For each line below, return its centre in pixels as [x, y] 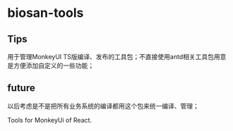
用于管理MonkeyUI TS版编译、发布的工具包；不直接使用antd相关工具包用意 [117, 57]
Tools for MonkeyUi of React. [50, 120]
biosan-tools [46, 13]
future [21, 88]
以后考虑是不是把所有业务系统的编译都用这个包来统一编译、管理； [103, 106]
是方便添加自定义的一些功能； [50, 65]
